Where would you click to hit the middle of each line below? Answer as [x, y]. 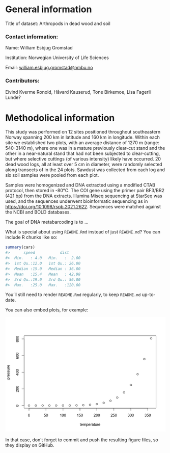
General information [49, 9]
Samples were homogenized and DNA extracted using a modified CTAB [80, 185]
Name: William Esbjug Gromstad [39, 48]
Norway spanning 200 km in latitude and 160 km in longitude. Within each [83, 137]
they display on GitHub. [30, 445]
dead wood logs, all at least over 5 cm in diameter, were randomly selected [84, 165]
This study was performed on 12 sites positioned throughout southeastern [83, 132]
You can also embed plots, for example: [47, 310]
